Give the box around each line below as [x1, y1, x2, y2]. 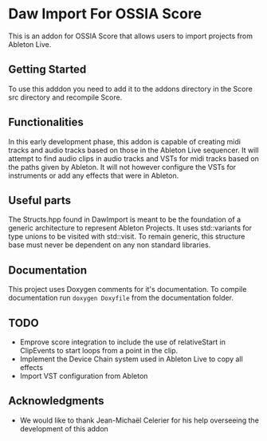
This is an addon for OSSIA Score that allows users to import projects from [8, 31, 253, 41]
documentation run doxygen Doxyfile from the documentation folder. [8, 293, 234, 303]
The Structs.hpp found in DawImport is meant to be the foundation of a [8, 215, 241, 224]
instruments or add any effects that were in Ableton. [8, 171, 179, 180]
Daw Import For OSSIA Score [8, 5, 202, 23]
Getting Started [8, 63, 87, 77]
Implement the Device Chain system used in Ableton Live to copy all [19, 354, 243, 364]
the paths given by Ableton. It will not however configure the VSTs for [8, 162, 237, 171]
